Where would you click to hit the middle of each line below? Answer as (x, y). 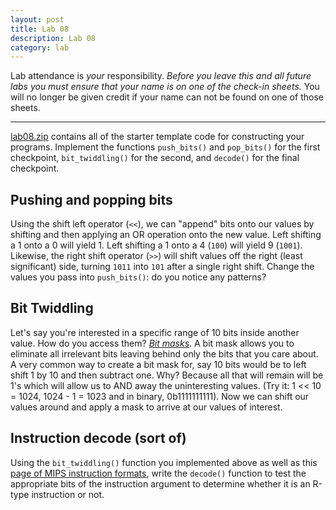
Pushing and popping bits (91, 199)
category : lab (40, 47)
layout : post (37, 19)
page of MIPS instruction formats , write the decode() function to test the (158, 473)
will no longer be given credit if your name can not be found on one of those (167, 97)
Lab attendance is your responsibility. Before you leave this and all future (161, 76)
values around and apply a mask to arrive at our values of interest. (146, 407)
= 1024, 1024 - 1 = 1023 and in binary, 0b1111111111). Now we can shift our (160, 396)
